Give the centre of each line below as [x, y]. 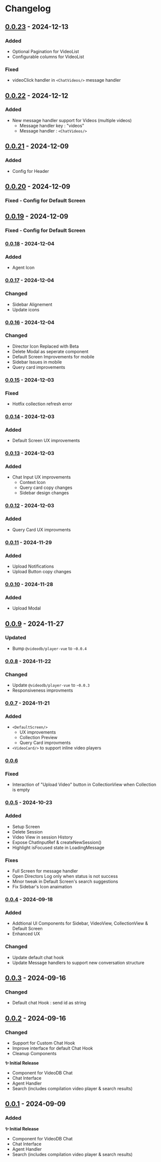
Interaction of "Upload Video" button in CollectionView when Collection [84, 785]
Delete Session [27, 832]
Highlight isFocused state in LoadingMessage [58, 847]
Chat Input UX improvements [41, 477]
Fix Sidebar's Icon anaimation [42, 887]
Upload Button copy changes [42, 571]
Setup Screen [26, 826]
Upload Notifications [33, 566]
